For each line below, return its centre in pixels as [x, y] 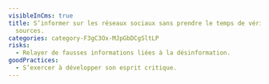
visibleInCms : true [41, 16]
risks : [19, 46]
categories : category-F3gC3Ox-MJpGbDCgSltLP [84, 38]
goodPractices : [34, 61]
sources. [30, 30]
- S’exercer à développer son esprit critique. [96, 68]
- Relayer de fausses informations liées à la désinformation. [123, 53]
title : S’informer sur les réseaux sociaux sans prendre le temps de [127, 23]
